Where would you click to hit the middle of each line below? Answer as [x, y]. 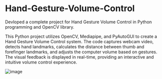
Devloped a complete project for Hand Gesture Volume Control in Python [79, 22]
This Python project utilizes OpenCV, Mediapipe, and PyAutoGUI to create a [81, 36]
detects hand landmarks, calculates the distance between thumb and [75, 47]
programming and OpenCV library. [40, 27]
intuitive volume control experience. [41, 62]
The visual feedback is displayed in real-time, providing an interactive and [80, 57]
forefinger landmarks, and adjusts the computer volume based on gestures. [81, 52]
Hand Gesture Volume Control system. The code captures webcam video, [80, 41]
